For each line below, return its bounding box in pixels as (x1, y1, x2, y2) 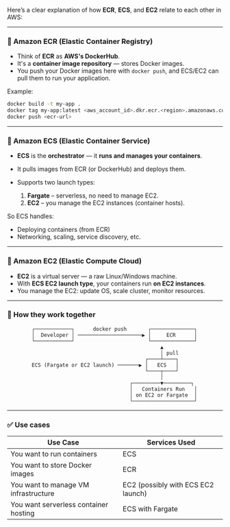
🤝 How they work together (7, 310, 96, 320)
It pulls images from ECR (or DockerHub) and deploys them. (16, 165, 186, 174)
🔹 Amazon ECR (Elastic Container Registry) (7, 36, 153, 46)
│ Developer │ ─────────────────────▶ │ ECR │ (31, 331, 197, 338)
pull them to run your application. (16, 74, 111, 82)
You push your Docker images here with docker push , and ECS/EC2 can (16, 67, 219, 75)
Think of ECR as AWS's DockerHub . (16, 52, 120, 60)
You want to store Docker (10, 460, 92, 470)
